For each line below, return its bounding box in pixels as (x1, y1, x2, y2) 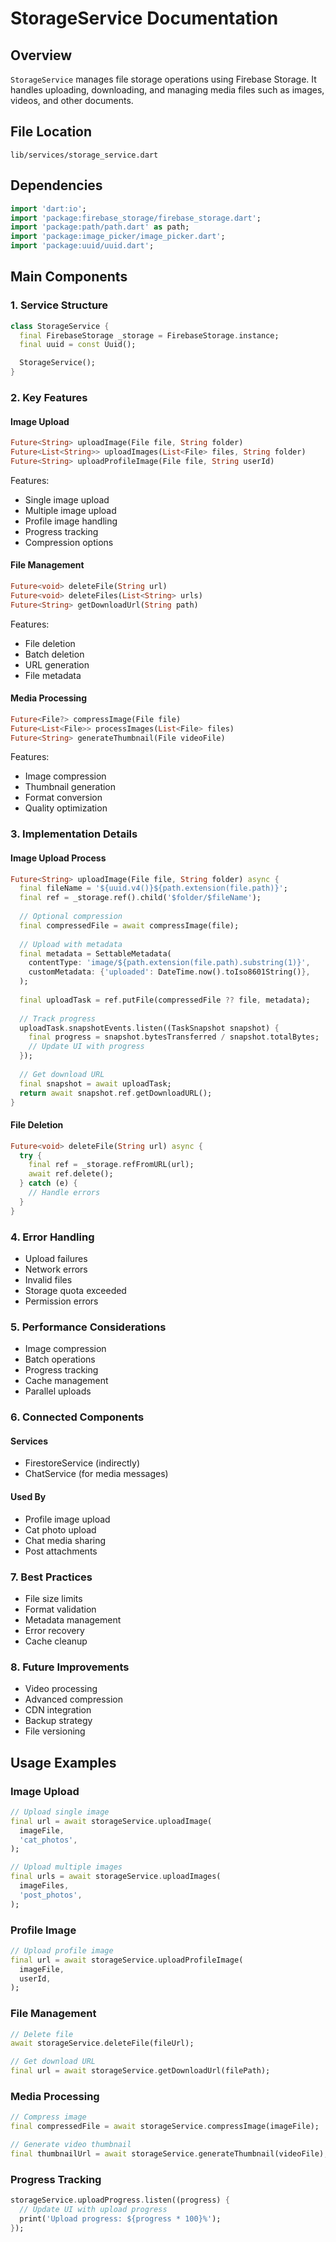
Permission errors (24, 1295, 99, 1307)
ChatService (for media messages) (24, 1468, 169, 1480)
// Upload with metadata (19, 939, 123, 949)
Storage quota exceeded (24, 1284, 127, 1296)
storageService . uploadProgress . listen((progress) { (10, 2195, 230, 2206)
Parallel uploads (24, 1385, 92, 1397)
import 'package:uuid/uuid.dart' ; (10, 241, 155, 251)
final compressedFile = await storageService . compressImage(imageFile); (10, 2122, 320, 2132)
